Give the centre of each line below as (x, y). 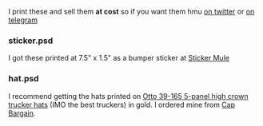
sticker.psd (31, 41)
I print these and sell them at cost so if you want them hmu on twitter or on (131, 12)
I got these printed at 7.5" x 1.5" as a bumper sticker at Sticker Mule (119, 58)
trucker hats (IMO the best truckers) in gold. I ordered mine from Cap (122, 104)
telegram (23, 20)
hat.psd (24, 79)
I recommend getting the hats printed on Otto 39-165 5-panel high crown (128, 96)
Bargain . (22, 113)
